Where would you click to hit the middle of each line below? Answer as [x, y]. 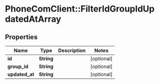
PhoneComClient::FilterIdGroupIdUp [80, 9]
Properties [21, 37]
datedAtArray [33, 19]
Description [72, 50]
